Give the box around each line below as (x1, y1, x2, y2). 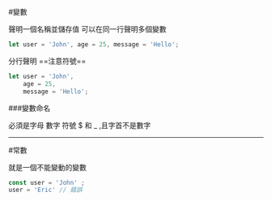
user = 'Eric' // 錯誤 (8, 186, 83, 195)
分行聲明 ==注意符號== (8, 56, 87, 66)
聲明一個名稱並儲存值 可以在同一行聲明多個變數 (8, 24, 167, 34)
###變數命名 (8, 103, 51, 113)
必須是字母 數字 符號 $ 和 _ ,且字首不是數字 (8, 120, 151, 130)
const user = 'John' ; (8, 178, 85, 186)
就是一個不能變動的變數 (8, 162, 87, 172)
